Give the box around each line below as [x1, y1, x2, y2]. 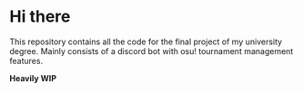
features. [9, 55, 44, 66]
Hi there [9, 6, 71, 27]
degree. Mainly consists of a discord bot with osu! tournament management [9, 45, 294, 56]
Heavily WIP [9, 72, 57, 83]
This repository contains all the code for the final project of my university [9, 36, 283, 47]
